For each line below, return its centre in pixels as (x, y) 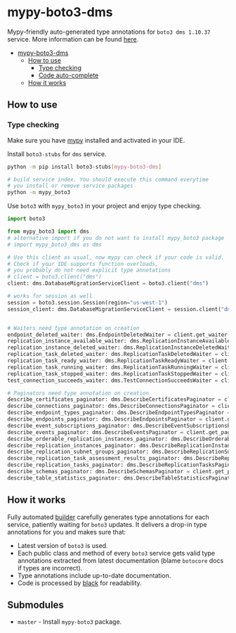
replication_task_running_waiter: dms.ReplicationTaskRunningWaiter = (113, 367)
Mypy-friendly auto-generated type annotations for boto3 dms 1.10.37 (109, 32)
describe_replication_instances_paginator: (72, 445)
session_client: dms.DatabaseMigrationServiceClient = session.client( (114, 309)
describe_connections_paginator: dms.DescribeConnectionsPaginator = (111, 406)
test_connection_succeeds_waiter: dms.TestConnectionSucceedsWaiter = (113, 381)
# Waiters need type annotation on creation (73, 328)
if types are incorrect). (50, 568)
